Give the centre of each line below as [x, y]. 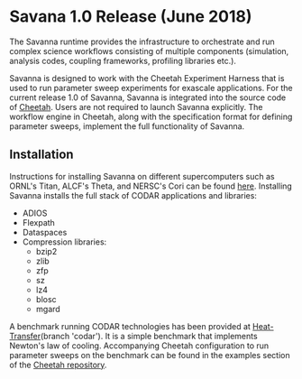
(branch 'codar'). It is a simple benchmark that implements [149, 336]
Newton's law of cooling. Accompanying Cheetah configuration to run [139, 346]
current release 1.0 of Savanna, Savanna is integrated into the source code [148, 97]
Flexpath [39, 222]
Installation [41, 155]
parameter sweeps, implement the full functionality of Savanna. [127, 126]
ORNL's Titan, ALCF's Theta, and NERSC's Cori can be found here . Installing [151, 186]
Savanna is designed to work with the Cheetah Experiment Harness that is [147, 78]
